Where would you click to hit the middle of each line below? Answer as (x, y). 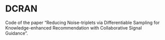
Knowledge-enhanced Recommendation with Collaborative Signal (74, 27)
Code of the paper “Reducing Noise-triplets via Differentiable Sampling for (82, 22)
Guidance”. (17, 33)
